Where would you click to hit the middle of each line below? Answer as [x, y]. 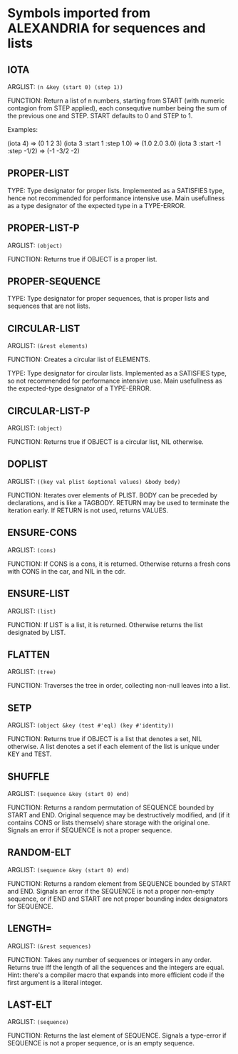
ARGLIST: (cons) [32, 549]
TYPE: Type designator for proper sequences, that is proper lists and [108, 299]
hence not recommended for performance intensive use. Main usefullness [116, 198]
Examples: [22, 129]
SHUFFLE [29, 776]
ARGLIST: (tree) [32, 672]
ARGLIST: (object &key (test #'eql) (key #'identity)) [91, 725]
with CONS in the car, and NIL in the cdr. [67, 571]
